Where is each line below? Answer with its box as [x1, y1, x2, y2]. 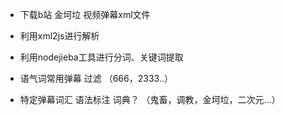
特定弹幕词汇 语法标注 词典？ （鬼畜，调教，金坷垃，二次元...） [19, 94, 281, 105]
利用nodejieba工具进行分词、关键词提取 [19, 51, 184, 63]
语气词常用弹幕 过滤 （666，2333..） [19, 73, 173, 84]
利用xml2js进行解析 [19, 30, 100, 42]
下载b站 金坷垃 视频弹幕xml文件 [19, 9, 151, 20]
